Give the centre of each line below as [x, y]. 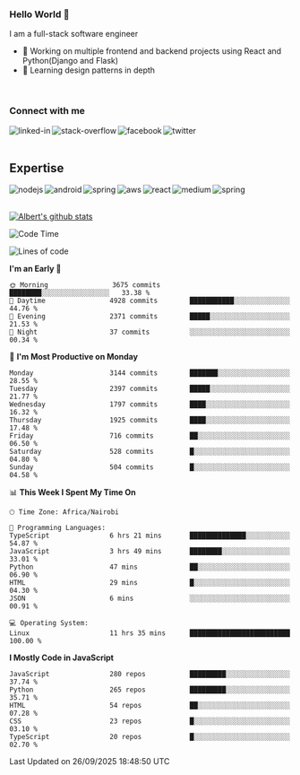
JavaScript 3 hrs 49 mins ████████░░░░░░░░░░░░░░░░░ [150, 552]
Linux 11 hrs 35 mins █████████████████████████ [150, 633]
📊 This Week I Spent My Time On [73, 492]
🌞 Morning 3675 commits [85, 285]
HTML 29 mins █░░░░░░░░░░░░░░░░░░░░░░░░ [150, 583]
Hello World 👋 [39, 14]
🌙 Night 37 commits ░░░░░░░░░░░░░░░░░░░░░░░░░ [150, 332]
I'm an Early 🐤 [35, 269]
